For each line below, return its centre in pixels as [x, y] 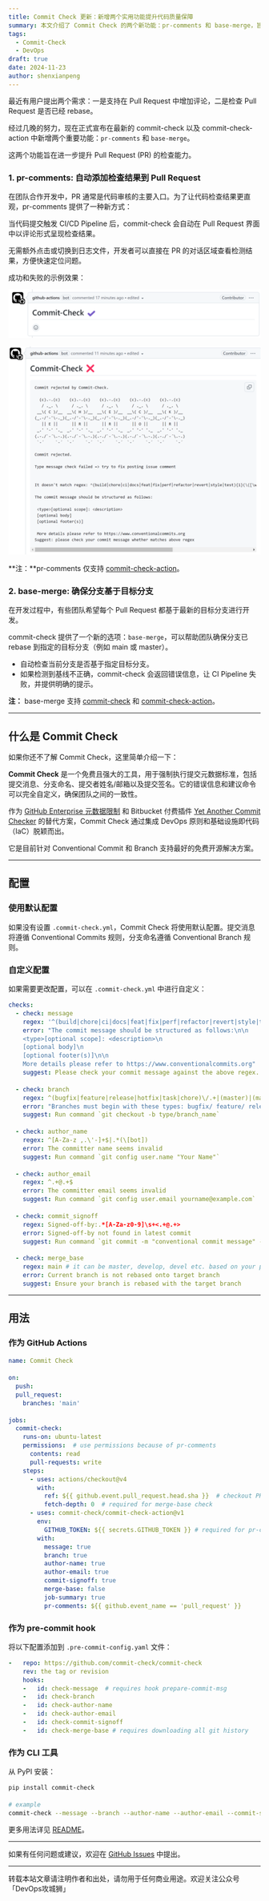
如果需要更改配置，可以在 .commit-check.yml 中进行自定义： [107, 989]
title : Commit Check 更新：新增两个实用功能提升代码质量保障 [101, 17]
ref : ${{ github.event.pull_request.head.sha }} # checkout [148, 1496]
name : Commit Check [41, 1361]
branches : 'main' [52, 1403]
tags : [17, 34]
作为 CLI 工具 [33, 1752]
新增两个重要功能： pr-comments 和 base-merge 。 [116, 138]
